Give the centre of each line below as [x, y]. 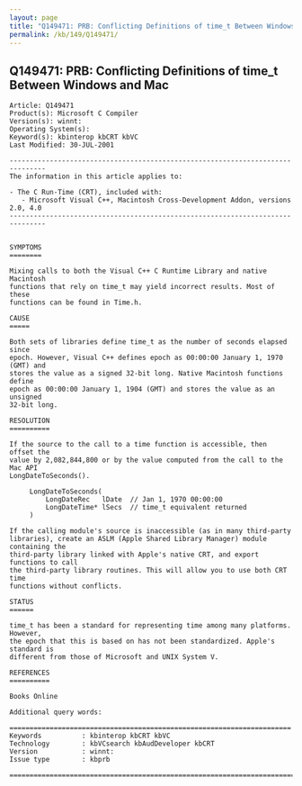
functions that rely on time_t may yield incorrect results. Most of [142, 287]
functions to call [44, 563]
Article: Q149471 [42, 106]
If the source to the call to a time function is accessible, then [138, 445]
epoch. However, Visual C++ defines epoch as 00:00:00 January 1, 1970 [146, 358]
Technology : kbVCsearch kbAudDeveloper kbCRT [112, 744]
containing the [38, 547]
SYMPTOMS [26, 248]
